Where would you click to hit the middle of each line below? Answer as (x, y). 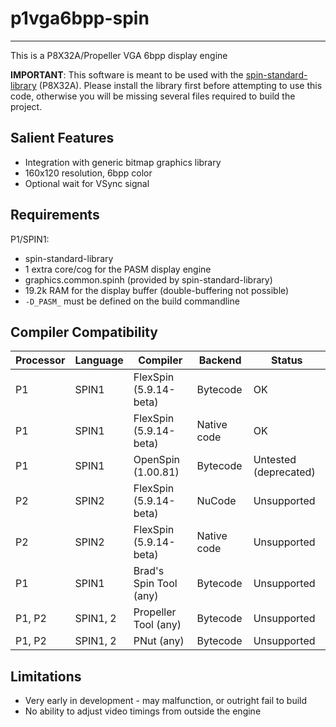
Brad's (149, 571)
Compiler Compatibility (84, 332)
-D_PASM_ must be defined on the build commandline (132, 301)
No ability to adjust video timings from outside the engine (143, 711)
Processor (40, 360)
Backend (220, 360)
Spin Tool (155, 584)
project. (26, 106)
